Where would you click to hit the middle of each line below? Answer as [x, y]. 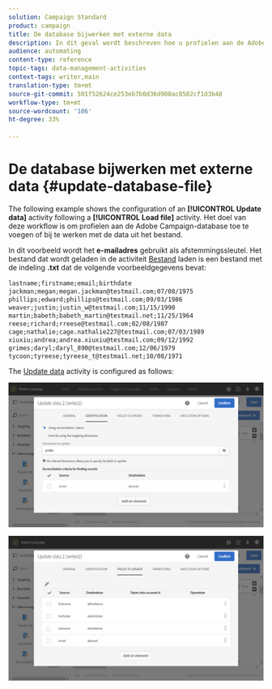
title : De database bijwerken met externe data [90, 34]
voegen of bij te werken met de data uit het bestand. [96, 234]
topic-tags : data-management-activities [78, 69]
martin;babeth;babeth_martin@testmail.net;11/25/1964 [101, 316]
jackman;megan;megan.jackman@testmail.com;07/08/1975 [101, 291]
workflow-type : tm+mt [45, 102]
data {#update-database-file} [110, 187]
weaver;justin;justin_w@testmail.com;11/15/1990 [92, 308]
